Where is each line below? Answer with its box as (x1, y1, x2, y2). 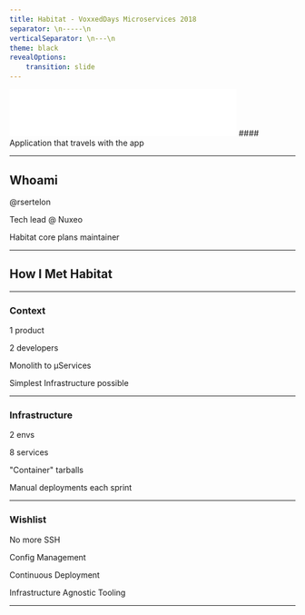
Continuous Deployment (9, 569, 100, 580)
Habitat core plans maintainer (9, 232, 120, 243)
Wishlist (9, 513, 47, 526)
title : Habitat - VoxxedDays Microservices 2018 (9, 15, 197, 24)
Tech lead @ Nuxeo (9, 213, 84, 224)
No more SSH (9, 534, 61, 545)
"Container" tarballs (9, 464, 84, 476)
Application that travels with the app (9, 137, 144, 149)
